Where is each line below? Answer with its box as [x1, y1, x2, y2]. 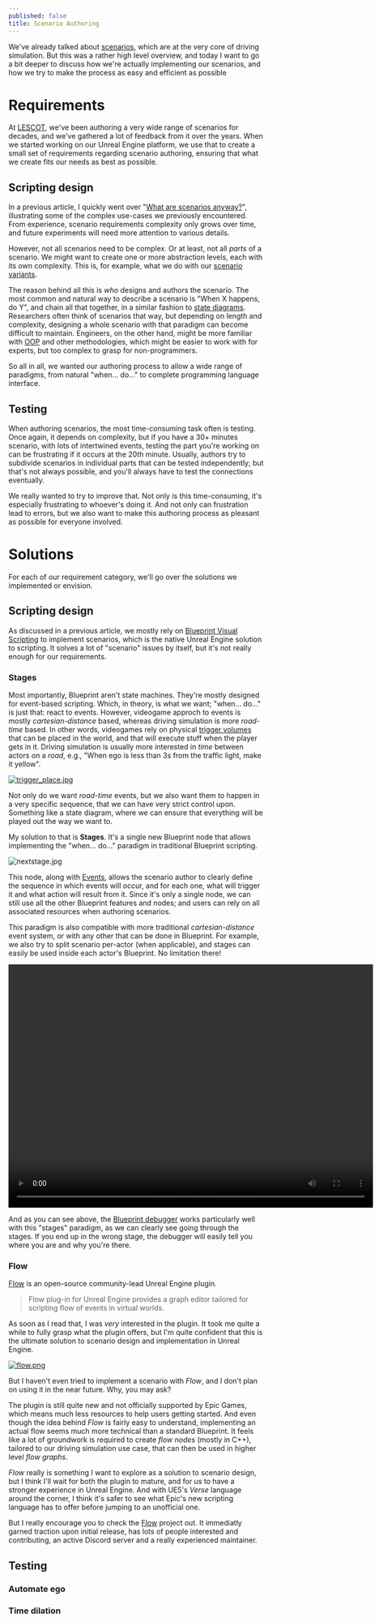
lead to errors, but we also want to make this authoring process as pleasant [8, 508, 260, 518]
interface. [8, 379, 40, 388]
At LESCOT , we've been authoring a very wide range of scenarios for [8, 122, 239, 132]
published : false [8, 11, 67, 20]
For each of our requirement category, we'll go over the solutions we [8, 573, 237, 581]
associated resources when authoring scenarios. [8, 907, 172, 916]
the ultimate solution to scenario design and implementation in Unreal [8, 1336, 241, 1346]
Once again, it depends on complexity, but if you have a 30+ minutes [8, 432, 239, 442]
